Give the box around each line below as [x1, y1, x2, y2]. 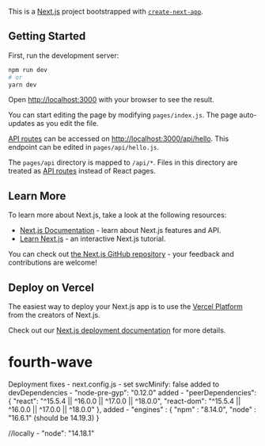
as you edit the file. [36, 119, 99, 128]
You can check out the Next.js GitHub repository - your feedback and [8, 250, 235, 259]
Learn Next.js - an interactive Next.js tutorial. [19, 234, 166, 244]
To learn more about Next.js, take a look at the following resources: [8, 210, 227, 220]
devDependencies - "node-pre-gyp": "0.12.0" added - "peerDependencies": [8, 388, 257, 397]
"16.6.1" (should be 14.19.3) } [8, 414, 100, 422]
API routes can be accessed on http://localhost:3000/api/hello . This [8, 134, 229, 143]
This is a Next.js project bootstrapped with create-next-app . [8, 7, 204, 16]
